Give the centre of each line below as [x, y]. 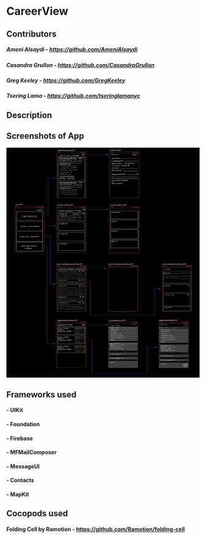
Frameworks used [41, 395]
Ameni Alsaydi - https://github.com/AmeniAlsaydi [72, 50]
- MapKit [18, 494]
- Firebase [20, 438]
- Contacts [20, 480]
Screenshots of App [45, 136]
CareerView [37, 11]
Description [29, 115]
